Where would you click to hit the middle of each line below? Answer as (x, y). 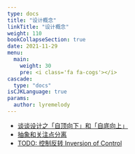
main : (22, 59)
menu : (15, 53)
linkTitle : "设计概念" (38, 27)
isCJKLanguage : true (37, 92)
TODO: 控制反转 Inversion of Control (70, 143)
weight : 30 (36, 66)
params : (19, 99)
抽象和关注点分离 (42, 134)
